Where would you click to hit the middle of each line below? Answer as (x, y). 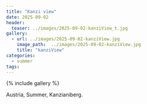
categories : (21, 56)
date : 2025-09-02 (27, 17)
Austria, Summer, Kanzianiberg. (45, 95)
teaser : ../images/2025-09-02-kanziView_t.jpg (70, 28)
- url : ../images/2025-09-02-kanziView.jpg (66, 39)
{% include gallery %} (33, 83)
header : (16, 22)
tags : (13, 66)
